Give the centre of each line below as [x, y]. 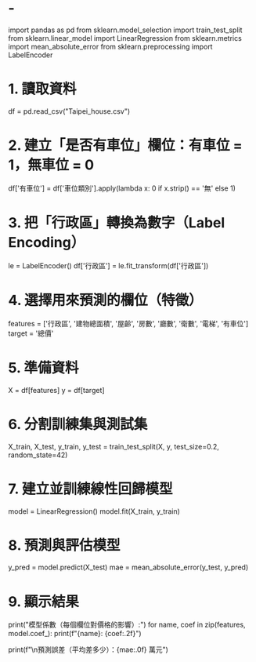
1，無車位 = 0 [51, 165]
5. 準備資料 [43, 367]
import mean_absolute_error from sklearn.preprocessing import [110, 46]
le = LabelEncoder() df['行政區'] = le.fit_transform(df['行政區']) [108, 265]
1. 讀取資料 [42, 89]
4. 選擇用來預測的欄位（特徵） [106, 300]
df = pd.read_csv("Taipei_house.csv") [69, 111]
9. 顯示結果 [44, 601]
